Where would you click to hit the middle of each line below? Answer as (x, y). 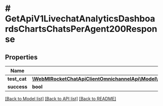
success (17, 87)
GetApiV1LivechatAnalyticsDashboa (80, 19)
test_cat (17, 79)
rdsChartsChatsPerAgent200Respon (81, 29)
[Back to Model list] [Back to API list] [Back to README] (61, 99)
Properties (21, 57)
